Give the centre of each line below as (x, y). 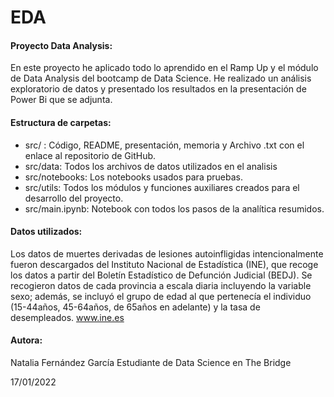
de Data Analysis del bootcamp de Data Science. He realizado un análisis (161, 78)
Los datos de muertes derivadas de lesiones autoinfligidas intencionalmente (167, 253)
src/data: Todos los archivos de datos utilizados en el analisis (151, 166)
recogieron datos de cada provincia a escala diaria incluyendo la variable (161, 285)
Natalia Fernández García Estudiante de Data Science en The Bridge (151, 362)
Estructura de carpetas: (61, 122)
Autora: (26, 340)
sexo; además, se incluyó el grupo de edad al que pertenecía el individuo (161, 296)
